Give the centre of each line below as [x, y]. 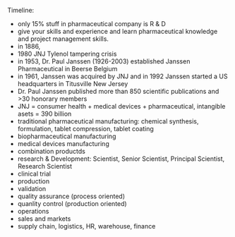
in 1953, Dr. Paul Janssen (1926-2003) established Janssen [104, 61]
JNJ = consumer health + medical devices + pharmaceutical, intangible [121, 106]
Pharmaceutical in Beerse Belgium [67, 69]
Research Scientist [45, 166]
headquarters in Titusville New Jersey [73, 84]
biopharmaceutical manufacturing [67, 136]
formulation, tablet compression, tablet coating [85, 129]
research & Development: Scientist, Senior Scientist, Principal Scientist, [121, 159]
